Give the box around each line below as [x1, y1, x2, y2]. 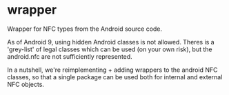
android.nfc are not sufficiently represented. [7, 52, 132, 60]
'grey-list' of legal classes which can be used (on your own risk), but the [7, 45, 212, 53]
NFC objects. [7, 80, 45, 88]
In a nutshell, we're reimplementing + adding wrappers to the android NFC [7, 66, 218, 74]
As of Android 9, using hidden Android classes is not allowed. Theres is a [7, 38, 215, 46]
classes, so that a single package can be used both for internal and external [7, 72, 223, 81]
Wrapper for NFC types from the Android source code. [7, 25, 163, 33]
